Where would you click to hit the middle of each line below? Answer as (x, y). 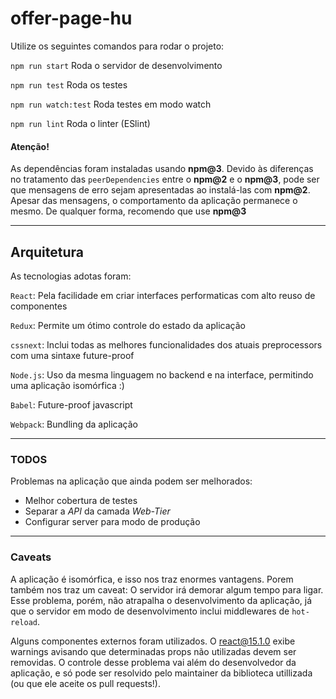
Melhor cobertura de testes (81, 501)
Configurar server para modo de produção (112, 522)
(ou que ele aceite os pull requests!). (86, 683)
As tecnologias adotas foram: (71, 276)
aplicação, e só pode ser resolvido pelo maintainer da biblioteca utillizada (161, 673)
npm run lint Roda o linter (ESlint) (80, 123)
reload (24, 622)
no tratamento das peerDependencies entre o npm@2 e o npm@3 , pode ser (165, 179)
